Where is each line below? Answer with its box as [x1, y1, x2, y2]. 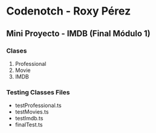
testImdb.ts [15, 115, 44, 122]
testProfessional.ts [15, 102, 62, 109]
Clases [6, 47, 27, 55]
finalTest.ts [15, 121, 43, 128]
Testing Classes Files [6, 88, 70, 96]
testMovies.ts [15, 108, 49, 115]
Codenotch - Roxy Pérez [6, 4, 131, 18]
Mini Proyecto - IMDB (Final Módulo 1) [6, 28, 151, 39]
